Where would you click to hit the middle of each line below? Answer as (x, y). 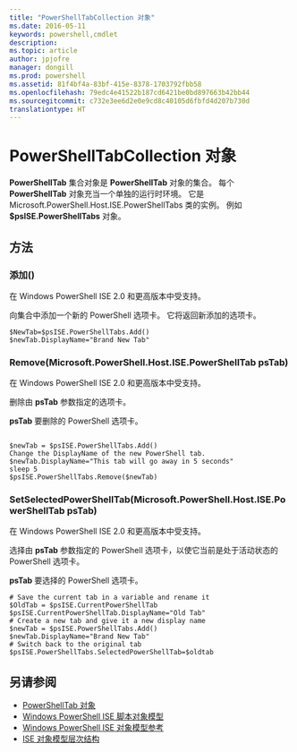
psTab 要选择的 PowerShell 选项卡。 (76, 581)
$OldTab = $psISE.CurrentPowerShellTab (84, 605)
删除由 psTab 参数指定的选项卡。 (70, 402)
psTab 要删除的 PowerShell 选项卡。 (76, 421)
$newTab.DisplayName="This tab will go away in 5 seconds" (122, 462)
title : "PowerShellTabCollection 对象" (82, 17)
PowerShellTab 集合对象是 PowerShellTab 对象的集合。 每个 (122, 183)
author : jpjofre (39, 59)
